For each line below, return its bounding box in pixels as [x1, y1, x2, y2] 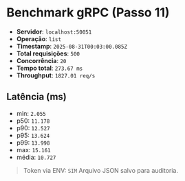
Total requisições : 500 [16, 49, 80, 58]
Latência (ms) [6, 91, 67, 103]
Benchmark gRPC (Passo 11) [6, 5, 170, 21]
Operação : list [16, 34, 62, 43]
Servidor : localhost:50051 [16, 27, 92, 36]
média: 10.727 [16, 153, 56, 161]
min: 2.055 [16, 109, 46, 117]
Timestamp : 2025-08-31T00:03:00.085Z [16, 42, 128, 50]
